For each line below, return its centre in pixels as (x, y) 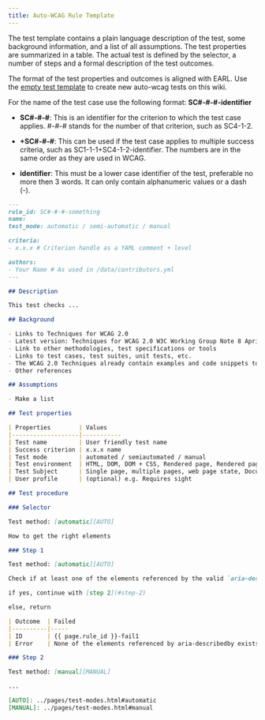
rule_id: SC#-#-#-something (54, 212)
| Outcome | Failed (42, 621)
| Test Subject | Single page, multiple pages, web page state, (125, 472)
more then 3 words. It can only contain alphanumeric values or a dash (133, 182)
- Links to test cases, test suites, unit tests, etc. (100, 356)
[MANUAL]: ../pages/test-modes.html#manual (81, 707)
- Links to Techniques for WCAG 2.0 (68, 334)
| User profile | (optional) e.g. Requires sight (100, 479)
